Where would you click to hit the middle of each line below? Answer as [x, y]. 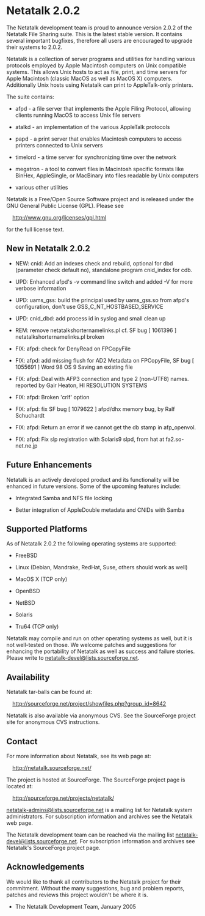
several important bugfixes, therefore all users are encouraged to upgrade [99, 40]
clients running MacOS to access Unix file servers [78, 115]
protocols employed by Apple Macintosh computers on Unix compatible [97, 65]
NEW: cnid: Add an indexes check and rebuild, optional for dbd [94, 263]
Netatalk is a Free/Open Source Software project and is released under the [100, 199]
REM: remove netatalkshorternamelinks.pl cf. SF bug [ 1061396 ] [96, 330]
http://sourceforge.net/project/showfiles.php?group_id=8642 [89, 704]
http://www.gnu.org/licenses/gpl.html [59, 217]
